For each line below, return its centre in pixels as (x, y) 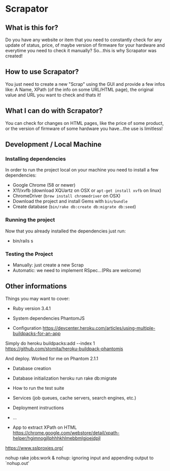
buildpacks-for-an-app (37, 333)
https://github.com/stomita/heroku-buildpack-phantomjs (64, 349)
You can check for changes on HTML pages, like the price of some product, (84, 123)
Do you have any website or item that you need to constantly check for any (84, 40)
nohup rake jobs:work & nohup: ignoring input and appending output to (79, 458)
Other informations (36, 287)
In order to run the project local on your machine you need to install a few (82, 170)
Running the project (30, 220)
